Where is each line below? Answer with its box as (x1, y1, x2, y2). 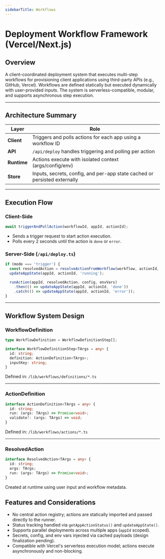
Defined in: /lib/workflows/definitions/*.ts (5, 374, 97, 380)
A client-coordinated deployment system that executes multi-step (5, 71, 138, 77)
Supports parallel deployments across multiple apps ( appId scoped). (12, 527, 151, 533)
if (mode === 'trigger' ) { (5, 262, 60, 267)
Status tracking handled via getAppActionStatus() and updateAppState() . (12, 522, 160, 528)
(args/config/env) (32, 162, 74, 169)
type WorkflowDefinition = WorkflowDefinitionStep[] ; (5, 338, 118, 343)
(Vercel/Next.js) (5, 39, 72, 50)
